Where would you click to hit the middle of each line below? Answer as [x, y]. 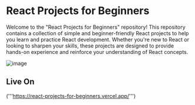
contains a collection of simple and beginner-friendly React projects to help [97, 33]
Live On [20, 82]
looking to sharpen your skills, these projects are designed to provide [90, 46]
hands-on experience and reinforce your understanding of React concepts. [97, 52]
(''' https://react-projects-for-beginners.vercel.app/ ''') [71, 96]
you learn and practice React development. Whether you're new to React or [98, 39]
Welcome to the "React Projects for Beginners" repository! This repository [96, 27]
